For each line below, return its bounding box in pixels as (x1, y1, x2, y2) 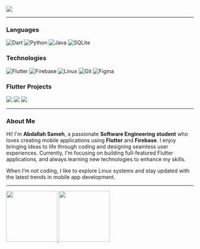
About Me (6, 116, 36, 125)
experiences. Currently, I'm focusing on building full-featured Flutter (6, 149, 174, 157)
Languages (6, 26, 40, 34)
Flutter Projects (6, 82, 52, 90)
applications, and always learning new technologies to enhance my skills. (6, 156, 186, 163)
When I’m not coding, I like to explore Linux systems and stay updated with (6, 167, 190, 175)
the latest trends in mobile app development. (6, 174, 116, 181)
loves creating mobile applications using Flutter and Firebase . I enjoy (6, 137, 177, 144)
